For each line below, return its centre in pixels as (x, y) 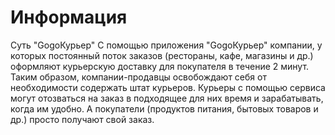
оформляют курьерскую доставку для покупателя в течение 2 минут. (160, 66)
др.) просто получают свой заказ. (82, 119)
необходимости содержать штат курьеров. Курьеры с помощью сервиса (168, 87)
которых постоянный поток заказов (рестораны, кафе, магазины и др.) (162, 55)
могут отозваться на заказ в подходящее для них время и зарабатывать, (167, 98)
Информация (69, 17)
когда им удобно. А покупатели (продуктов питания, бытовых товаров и (164, 108)
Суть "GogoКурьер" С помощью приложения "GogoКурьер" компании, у (166, 45)
